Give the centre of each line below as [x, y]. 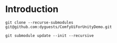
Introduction [32, 9]
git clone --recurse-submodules [39, 22]
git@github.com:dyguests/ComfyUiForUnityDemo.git [59, 27]
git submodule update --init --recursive [50, 35]
